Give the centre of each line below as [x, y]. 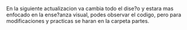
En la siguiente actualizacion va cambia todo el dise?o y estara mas [90, 9]
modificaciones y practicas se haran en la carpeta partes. [78, 21]
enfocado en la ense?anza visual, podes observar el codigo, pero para [94, 15]
